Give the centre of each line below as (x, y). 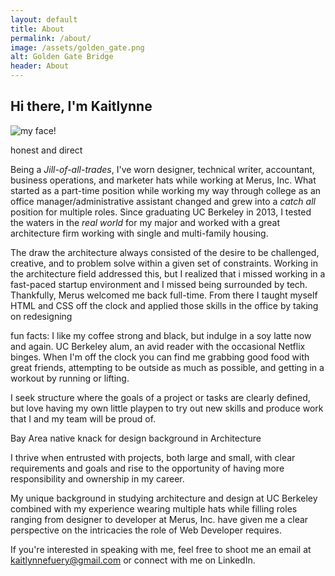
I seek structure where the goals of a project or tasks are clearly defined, (160, 397)
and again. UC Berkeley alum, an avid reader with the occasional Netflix (158, 346)
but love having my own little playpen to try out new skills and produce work (167, 408)
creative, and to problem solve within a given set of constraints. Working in (164, 263)
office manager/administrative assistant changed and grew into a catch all (163, 201)
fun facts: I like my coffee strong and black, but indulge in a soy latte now (161, 335)
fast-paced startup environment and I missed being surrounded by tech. (159, 284)
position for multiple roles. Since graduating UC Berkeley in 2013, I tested (161, 212)
